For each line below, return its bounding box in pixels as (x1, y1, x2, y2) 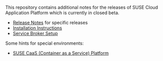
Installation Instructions (12, 25, 63, 31)
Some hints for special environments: (5, 40, 84, 46)
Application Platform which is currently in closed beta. (5, 10, 119, 16)
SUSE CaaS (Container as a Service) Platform (12, 50, 109, 56)
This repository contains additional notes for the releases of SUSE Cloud (5, 5, 158, 10)
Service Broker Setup (12, 30, 58, 36)
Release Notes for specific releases (12, 20, 88, 25)
